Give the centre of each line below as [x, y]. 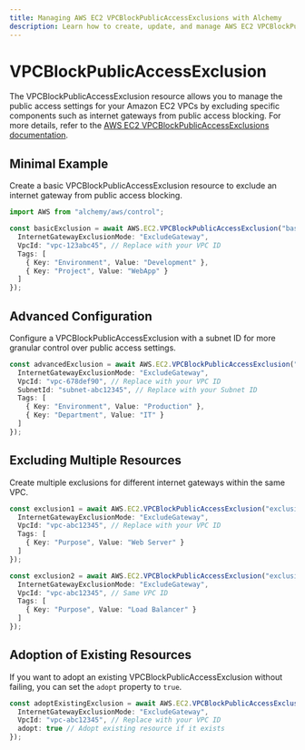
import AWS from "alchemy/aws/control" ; [87, 212]
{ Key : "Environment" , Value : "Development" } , [117, 262]
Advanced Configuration [81, 316]
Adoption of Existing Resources [101, 655]
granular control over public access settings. [93, 348]
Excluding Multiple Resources [95, 461]
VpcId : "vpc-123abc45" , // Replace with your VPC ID [119, 245]
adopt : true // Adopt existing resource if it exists [121, 729]
